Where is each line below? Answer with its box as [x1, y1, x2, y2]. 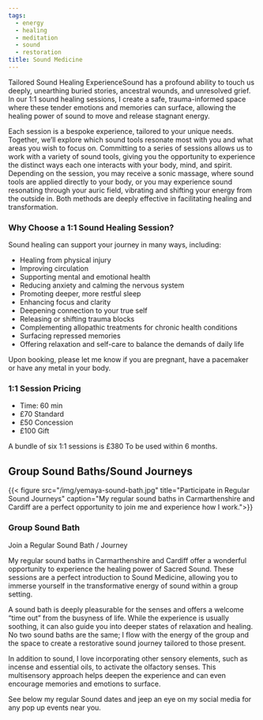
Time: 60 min [19, 401, 63, 410]
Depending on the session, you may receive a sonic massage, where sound [8, 168, 254, 178]
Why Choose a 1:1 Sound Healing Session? [8, 222, 175, 233]
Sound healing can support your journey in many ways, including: [8, 240, 221, 250]
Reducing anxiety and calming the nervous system [19, 280, 185, 290]
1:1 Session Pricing [8, 383, 81, 394]
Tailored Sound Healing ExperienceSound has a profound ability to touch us [8, 77, 255, 87]
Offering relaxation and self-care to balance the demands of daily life [19, 340, 245, 349]
